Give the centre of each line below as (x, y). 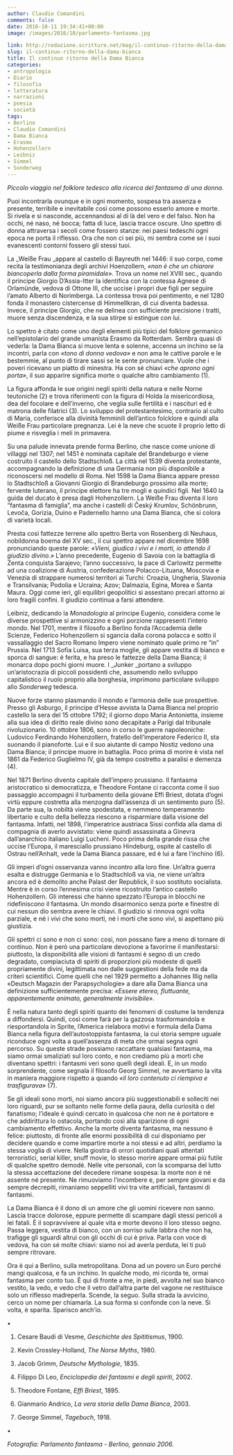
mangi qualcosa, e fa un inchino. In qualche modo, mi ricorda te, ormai (108, 1273)
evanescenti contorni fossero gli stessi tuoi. (69, 245)
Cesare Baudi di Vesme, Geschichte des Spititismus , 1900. (100, 1336)
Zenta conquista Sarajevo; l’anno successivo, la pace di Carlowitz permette (114, 563)
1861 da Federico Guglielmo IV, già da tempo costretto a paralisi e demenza (114, 759)
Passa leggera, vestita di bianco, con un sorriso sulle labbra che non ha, (110, 1230)
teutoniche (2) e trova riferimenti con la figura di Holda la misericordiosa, (111, 396)
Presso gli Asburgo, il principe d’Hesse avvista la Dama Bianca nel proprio (113, 707)
